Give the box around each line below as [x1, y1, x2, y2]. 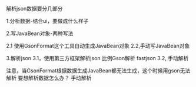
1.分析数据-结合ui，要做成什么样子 [6, 18, 89, 25]
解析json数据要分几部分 [6, 5, 63, 12]
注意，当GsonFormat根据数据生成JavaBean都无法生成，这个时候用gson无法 [6, 67, 191, 74]
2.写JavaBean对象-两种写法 [6, 30, 74, 37]
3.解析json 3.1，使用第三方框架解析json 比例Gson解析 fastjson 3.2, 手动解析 [6, 55, 189, 61]
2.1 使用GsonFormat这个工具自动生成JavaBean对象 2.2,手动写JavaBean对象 [6, 43, 190, 49]
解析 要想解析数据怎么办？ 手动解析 [6, 75, 92, 81]
